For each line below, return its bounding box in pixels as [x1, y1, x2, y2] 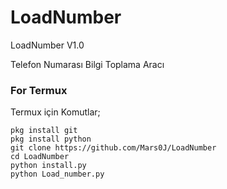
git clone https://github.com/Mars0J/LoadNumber [10, 143, 217, 153]
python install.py [10, 161, 87, 171]
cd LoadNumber [10, 152, 70, 162]
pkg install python [10, 134, 92, 145]
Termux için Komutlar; [10, 106, 101, 118]
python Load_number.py [10, 169, 105, 180]
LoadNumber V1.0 [10, 39, 85, 51]
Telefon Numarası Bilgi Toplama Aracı [10, 58, 165, 70]
